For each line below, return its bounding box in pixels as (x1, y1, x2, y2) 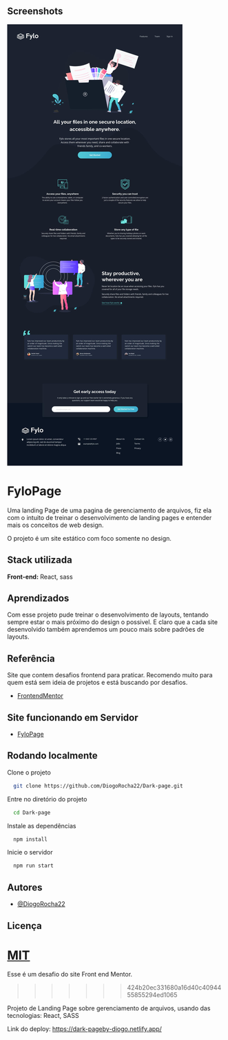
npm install (13, 836, 48, 843)
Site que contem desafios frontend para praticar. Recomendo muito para (7, 671, 213, 679)
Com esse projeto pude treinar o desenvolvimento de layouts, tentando (7, 610, 209, 619)
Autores (7, 881, 43, 893)
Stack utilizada (7, 554, 72, 566)
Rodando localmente (7, 750, 98, 761)
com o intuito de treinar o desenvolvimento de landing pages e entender (7, 513, 212, 521)
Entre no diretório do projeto (7, 794, 87, 803)
